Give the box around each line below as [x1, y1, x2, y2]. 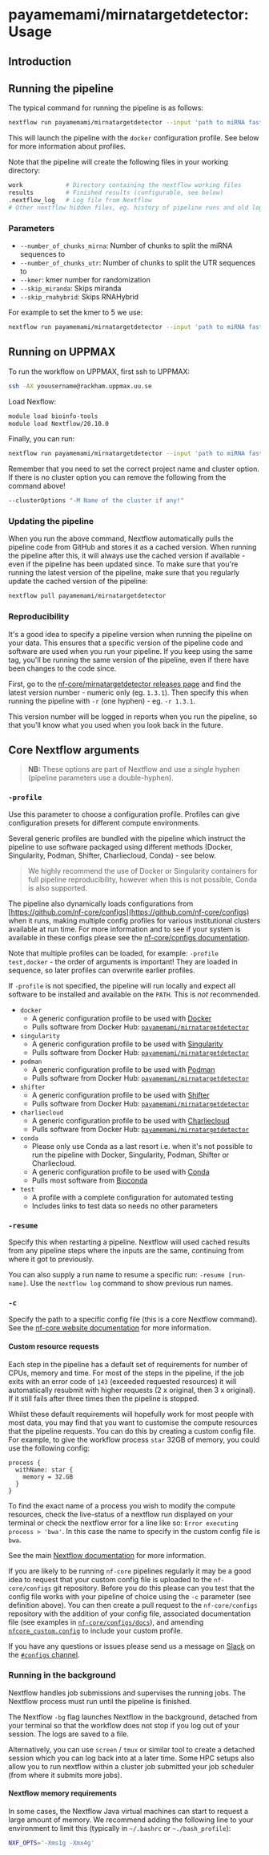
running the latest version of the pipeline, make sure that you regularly [8, 568, 240, 578]
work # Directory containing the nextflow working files [8, 181, 242, 189]
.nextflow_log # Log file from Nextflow [8, 197, 152, 205]
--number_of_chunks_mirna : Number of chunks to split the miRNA [19, 241, 233, 250]
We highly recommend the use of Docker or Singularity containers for [27, 866, 258, 875]
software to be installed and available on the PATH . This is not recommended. [8, 989, 260, 999]
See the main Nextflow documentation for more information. [8, 1550, 207, 1560]
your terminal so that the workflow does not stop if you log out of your [8, 1720, 240, 1730]
